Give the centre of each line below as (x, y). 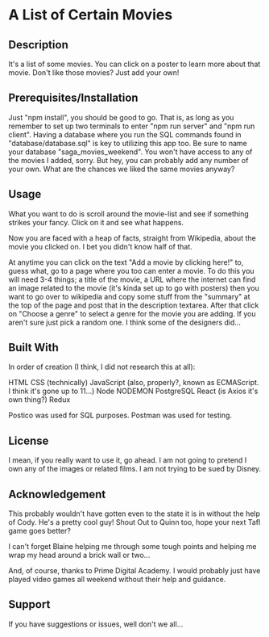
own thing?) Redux (39, 400)
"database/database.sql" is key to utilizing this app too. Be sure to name (128, 143)
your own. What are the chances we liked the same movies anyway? (122, 169)
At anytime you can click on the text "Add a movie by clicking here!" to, (126, 262)
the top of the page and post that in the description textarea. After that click (134, 305)
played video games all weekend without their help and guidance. (117, 580)
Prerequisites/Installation (73, 98)
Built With (33, 348)
